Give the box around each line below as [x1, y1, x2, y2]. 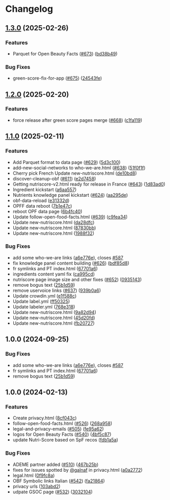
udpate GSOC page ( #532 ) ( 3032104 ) [12, 489, 93, 495]
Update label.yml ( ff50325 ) [12, 298, 70, 304]
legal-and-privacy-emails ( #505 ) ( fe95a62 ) [12, 426, 104, 432]
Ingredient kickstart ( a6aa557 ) [12, 186, 77, 193]
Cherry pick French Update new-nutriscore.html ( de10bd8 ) [12, 170, 137, 176]
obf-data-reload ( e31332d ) [12, 197, 70, 203]
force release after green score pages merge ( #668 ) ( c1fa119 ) [12, 117, 142, 123]
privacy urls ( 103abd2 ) [12, 483, 60, 489]
